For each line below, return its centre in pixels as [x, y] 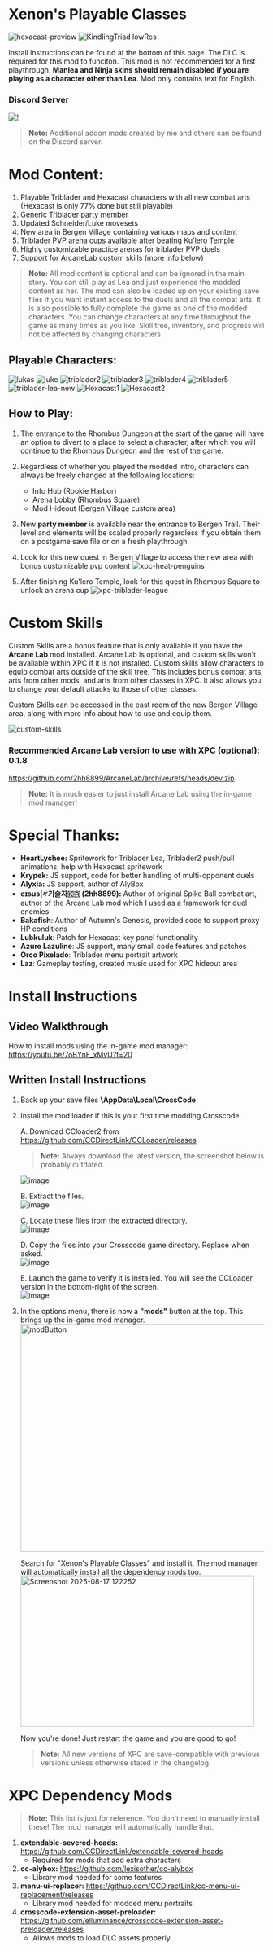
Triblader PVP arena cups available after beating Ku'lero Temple [127, 240]
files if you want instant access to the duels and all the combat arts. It [145, 300]
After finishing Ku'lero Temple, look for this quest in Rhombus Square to [140, 581]
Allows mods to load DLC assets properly [101, 1938]
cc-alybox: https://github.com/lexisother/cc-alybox [106, 1868]
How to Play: [41, 413]
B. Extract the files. [52, 1196]
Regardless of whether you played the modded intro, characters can [134, 466]
